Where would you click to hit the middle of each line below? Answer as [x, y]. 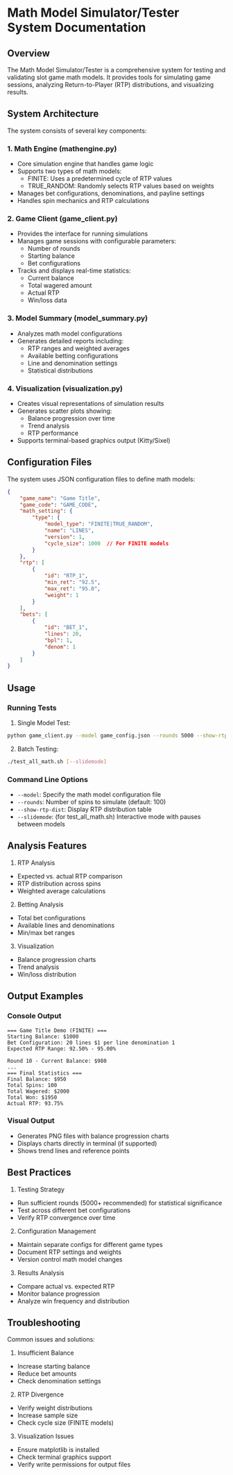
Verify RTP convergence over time [66, 1217]
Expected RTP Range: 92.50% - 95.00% [62, 1049]
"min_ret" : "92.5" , [72, 582]
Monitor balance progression [59, 1294]
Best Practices [39, 1173]
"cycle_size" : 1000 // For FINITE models [106, 544]
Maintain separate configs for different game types [90, 1244]
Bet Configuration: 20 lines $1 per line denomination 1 [91, 1043]
